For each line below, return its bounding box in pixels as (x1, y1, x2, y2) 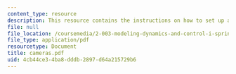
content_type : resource (7, 10, 77, 18)
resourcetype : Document (7, 43, 77, 50)
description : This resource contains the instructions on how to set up (7, 17, 225, 24)
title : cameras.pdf (7, 50, 65, 57)
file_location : (7, 30, 52, 37)
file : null (7, 23, 39, 30)
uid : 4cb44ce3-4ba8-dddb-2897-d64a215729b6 (7, 56, 137, 63)
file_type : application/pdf (7, 37, 90, 44)
